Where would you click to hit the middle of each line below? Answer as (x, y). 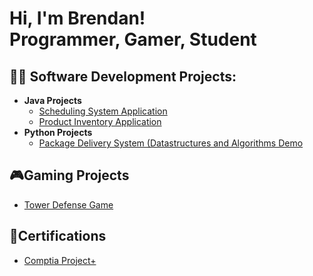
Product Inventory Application (100, 121)
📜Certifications (58, 236)
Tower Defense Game (68, 204)
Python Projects (58, 132)
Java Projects (52, 100)
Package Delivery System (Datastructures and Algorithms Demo (171, 143)
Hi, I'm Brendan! (77, 18)
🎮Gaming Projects (69, 175)
